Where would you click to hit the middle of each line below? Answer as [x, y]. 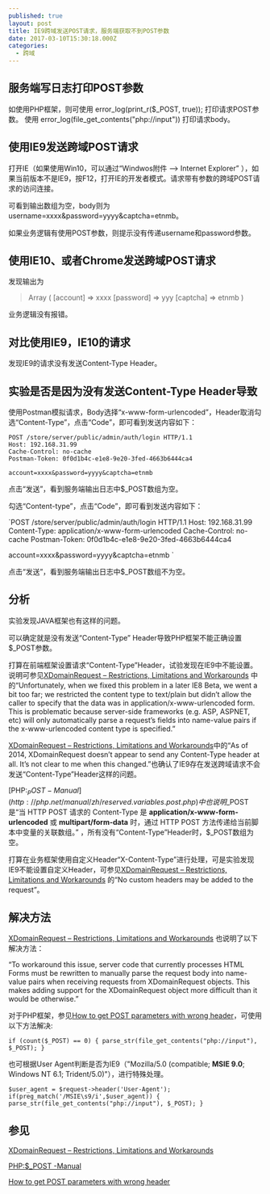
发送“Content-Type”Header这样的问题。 [75, 774]
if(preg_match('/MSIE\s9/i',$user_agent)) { [84, 1097]
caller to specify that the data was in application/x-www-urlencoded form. [132, 703]
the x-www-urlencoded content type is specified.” [92, 729]
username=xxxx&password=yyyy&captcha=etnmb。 [96, 216]
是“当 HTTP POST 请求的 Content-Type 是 [78, 812]
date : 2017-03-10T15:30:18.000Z [62, 38]
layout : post [30, 23]
